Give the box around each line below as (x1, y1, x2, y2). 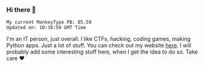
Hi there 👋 (6, 5, 37, 14)
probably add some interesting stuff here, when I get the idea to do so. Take (6, 48, 198, 55)
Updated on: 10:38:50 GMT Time (6, 24, 86, 31)
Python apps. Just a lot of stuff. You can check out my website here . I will (6, 42, 192, 49)
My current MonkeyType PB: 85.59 (6, 19, 92, 26)
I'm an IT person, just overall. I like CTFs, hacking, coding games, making (6, 35, 191, 43)
